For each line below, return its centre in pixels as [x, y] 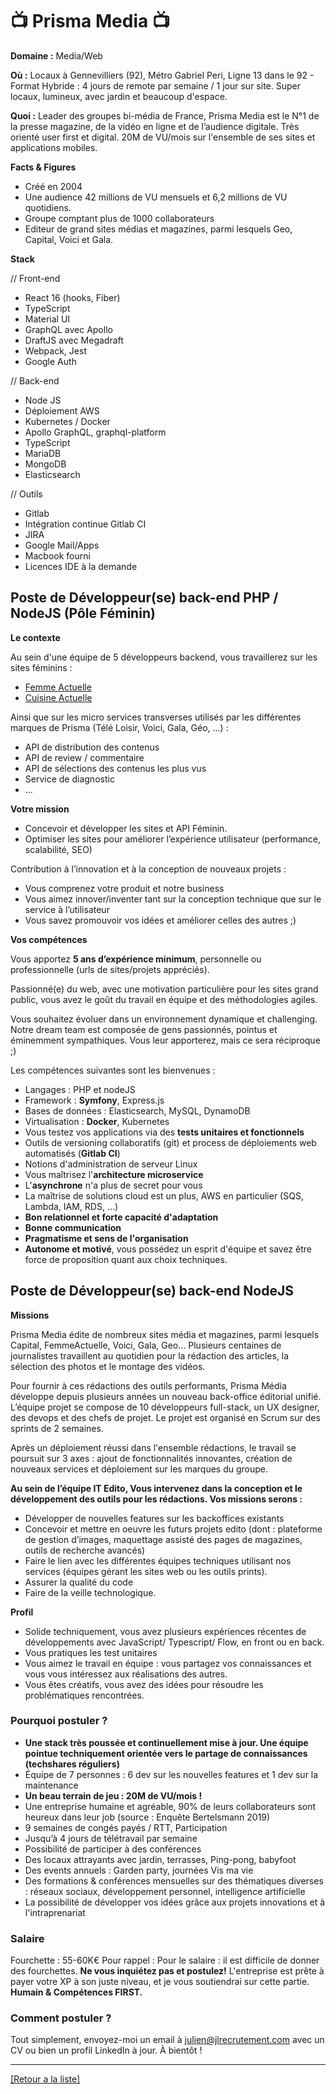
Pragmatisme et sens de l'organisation [106, 1238]
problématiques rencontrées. [84, 1695]
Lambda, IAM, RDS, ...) [71, 1206]
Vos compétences [49, 939]
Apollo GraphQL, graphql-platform [95, 432]
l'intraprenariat [55, 1912]
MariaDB [43, 453]
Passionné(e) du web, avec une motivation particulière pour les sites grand [164, 989]
